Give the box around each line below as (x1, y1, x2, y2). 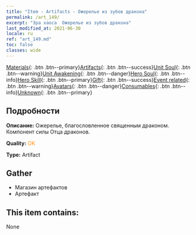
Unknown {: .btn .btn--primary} (17, 88, 93, 96)
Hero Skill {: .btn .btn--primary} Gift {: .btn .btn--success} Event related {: (17, 76, 190, 83)
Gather (6, 168, 33, 178)
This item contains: (6, 207, 79, 217)
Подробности (6, 106, 60, 116)
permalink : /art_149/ (6, 14, 60, 20)
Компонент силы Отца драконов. (6, 128, 90, 135)
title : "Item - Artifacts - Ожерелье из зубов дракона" (6, 8, 147, 15)
